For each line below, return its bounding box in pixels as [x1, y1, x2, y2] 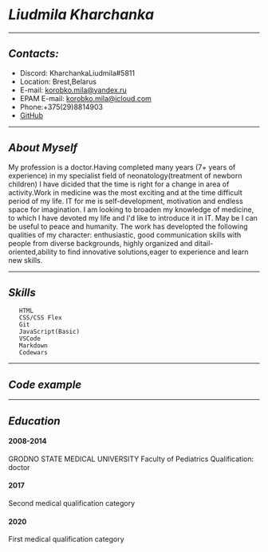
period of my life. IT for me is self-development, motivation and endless [8, 196, 243, 206]
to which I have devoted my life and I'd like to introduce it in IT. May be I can [8, 213, 258, 222]
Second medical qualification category [8, 498, 136, 507]
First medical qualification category [8, 534, 125, 544]
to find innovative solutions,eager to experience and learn [59, 247, 249, 256]
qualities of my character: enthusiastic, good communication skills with [8, 229, 242, 240]
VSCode [18, 335, 41, 343]
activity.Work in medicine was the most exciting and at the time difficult [8, 187, 242, 197]
